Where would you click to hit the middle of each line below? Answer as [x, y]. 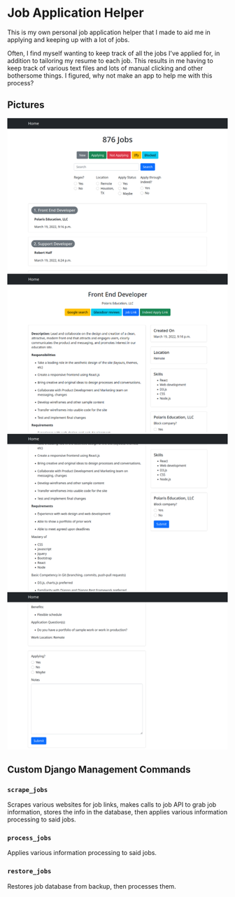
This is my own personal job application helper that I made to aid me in [109, 32]
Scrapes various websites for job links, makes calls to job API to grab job [112, 804]
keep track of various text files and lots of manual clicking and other [105, 68]
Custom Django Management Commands [99, 769]
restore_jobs [29, 871]
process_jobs [29, 838]
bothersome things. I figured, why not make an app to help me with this [110, 76]
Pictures [26, 105]
